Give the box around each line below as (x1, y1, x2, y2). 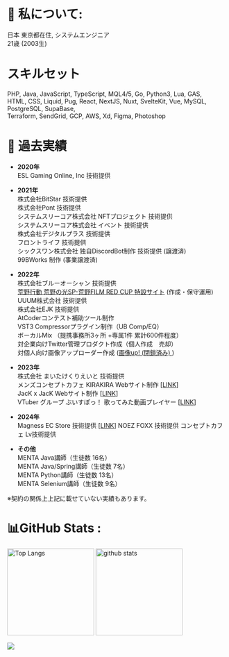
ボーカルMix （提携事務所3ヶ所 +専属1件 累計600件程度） (17, 331, 183, 339)
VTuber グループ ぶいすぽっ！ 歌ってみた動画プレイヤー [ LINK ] (17, 397, 196, 406)
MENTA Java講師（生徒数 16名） (17, 453, 111, 462)
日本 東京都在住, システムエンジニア (7, 31, 110, 39)
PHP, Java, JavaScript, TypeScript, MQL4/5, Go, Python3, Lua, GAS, (7, 90, 203, 98)
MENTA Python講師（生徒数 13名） (17, 470, 118, 479)
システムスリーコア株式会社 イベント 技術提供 (17, 220, 149, 229)
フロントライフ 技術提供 (17, 238, 87, 247)
